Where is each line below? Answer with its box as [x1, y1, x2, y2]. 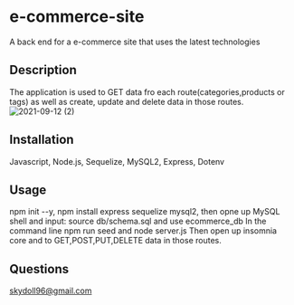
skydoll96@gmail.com [9, 285, 92, 296]
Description [9, 62, 77, 78]
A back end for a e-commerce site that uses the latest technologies [9, 36, 261, 47]
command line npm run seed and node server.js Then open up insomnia [9, 225, 278, 236]
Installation [9, 132, 74, 148]
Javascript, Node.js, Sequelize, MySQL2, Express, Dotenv [9, 156, 224, 167]
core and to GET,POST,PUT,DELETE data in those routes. [9, 235, 222, 246]
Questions [9, 261, 70, 277]
